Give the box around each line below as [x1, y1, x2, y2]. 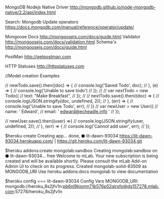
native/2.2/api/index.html [5, 9, 56, 15]
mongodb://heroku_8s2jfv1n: [5, 183, 63, 189]
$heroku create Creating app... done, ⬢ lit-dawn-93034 [5, 133, 119, 138]
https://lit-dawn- [119, 133, 153, 138]
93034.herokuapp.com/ [5, 138, 53, 144]
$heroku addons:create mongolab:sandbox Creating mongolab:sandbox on [5, 148, 158, 153]
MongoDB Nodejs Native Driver [5, 4, 69, 10]
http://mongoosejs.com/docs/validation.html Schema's [5, 39, 117, 45]
